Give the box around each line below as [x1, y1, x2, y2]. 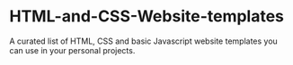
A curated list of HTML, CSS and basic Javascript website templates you [9, 36, 279, 46]
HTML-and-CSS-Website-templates [9, 6, 285, 27]
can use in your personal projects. [9, 45, 136, 55]
